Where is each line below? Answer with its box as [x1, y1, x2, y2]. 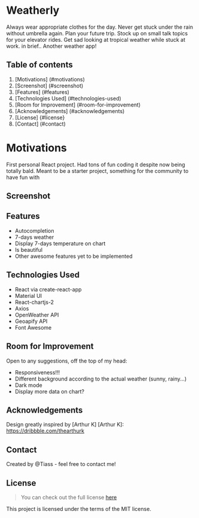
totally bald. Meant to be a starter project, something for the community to [6, 167, 189, 174]
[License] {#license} [14, 114, 65, 121]
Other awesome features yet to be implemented [14, 252, 133, 260]
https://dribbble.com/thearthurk [6, 427, 85, 434]
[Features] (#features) [14, 88, 70, 96]
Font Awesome [14, 324, 52, 331]
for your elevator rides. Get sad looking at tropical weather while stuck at [6, 36, 186, 43]
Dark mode [14, 381, 43, 389]
